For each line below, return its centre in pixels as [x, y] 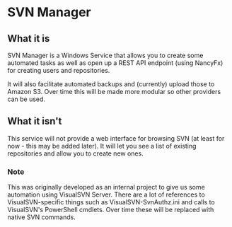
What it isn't [35, 121]
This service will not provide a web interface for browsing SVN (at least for [116, 138]
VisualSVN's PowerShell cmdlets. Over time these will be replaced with [111, 210]
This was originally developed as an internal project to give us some [106, 187]
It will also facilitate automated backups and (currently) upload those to [111, 84]
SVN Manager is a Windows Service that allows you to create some [105, 55]
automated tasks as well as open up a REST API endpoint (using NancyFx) [115, 63]
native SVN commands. [41, 217]
